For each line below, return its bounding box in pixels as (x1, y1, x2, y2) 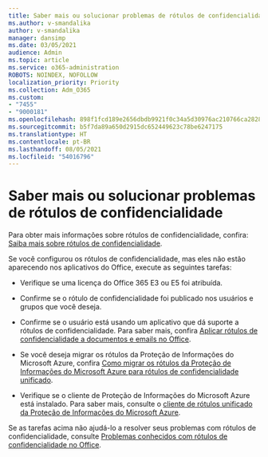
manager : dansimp (8, 33, 66, 42)
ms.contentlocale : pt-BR (8, 137, 91, 146)
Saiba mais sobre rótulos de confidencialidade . (8, 238, 163, 248)
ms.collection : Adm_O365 (8, 85, 91, 94)
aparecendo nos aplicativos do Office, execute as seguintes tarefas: (8, 262, 232, 272)
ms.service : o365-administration (8, 64, 120, 72)
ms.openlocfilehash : (8, 116, 77, 124)
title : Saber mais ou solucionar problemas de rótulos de (8, 11, 205, 20)
